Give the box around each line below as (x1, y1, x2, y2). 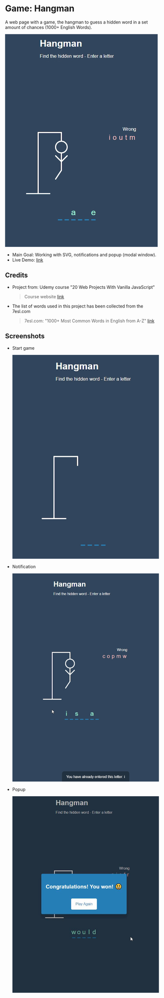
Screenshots (5, 332, 45, 340)
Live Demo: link (12, 257, 43, 262)
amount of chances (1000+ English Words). (5, 24, 92, 30)
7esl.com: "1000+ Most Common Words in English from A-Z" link (24, 318, 155, 324)
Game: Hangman (5, 3, 75, 14)
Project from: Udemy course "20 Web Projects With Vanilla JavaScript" (12, 284, 155, 290)
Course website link (24, 293, 64, 299)
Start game (12, 345, 35, 351)
